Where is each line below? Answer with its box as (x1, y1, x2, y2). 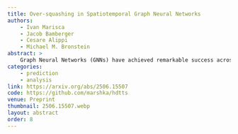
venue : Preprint (7, 96, 55, 104)
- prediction (20, 69, 59, 77)
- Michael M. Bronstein (20, 43, 91, 50)
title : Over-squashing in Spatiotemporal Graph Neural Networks (7, 10, 201, 18)
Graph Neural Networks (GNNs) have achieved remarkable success (20, 57, 214, 64)
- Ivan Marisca (20, 23, 65, 30)
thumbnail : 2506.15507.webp (7, 103, 91, 110)
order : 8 (7, 116, 33, 123)
